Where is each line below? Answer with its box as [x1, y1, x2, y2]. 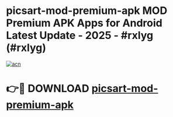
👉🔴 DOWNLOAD [6, 82, 89, 95]
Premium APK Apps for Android [6, 16, 162, 30]
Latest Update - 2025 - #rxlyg [6, 29, 154, 42]
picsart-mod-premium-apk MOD [6, 4, 168, 17]
